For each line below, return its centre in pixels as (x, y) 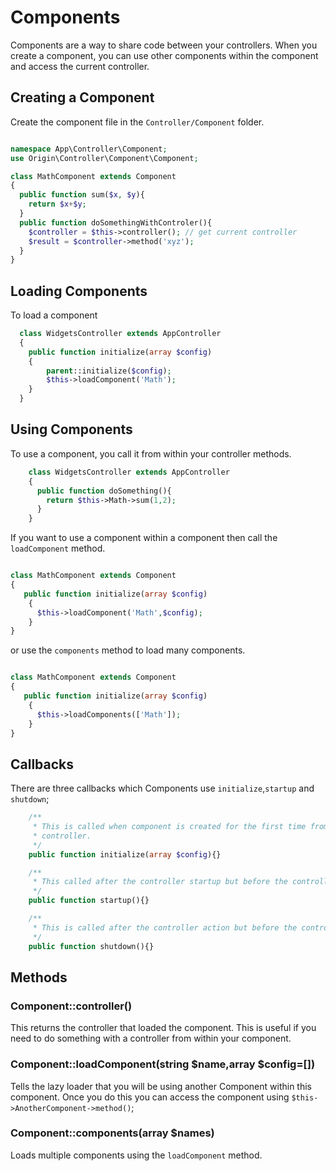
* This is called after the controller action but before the (165, 927)
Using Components (71, 429)
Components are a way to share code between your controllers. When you (164, 45)
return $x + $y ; (57, 204)
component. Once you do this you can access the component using (150, 1097)
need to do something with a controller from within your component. (151, 1038)
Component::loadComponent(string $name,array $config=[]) (163, 1064)
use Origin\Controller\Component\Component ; (104, 158)
